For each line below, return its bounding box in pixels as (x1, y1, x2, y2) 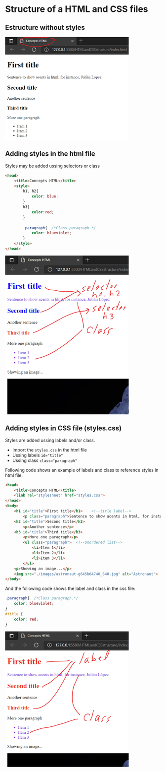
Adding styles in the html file (5, 150, 95, 158)
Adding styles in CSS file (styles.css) (5, 424, 122, 433)
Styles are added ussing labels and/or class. (5, 437, 95, 443)
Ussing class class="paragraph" (12, 457, 78, 463)
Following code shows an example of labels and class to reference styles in (5, 467, 159, 473)
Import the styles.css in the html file (12, 447, 87, 452)
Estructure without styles (5, 23, 85, 32)
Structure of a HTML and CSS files (5, 3, 148, 15)
